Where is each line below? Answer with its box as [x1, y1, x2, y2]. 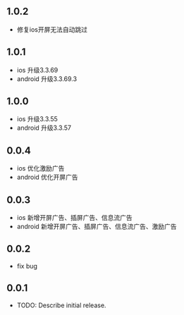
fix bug [16, 261, 38, 270]
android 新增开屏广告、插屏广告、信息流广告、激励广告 [16, 222, 177, 231]
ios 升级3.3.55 [16, 115, 58, 123]
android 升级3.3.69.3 [16, 74, 78, 83]
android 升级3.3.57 [16, 123, 72, 132]
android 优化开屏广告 [16, 173, 78, 182]
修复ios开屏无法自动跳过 [16, 25, 87, 34]
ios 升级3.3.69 [16, 66, 59, 74]
